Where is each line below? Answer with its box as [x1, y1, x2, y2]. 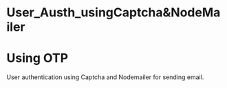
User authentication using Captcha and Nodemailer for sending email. [6, 73, 204, 81]
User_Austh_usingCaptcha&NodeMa [6, 5, 221, 20]
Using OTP [6, 50, 69, 66]
